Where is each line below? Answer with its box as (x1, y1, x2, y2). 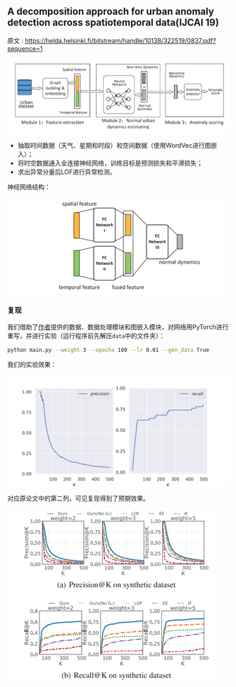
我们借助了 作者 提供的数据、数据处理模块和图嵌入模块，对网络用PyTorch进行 (7, 323, 229, 331)
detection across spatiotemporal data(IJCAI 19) (7, 17, 220, 29)
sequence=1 (7, 44, 43, 52)
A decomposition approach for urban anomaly (7, 6, 215, 18)
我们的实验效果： (7, 360, 57, 368)
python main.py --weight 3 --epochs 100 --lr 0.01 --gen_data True (7, 346, 210, 353)
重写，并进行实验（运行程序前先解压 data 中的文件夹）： (7, 331, 166, 340)
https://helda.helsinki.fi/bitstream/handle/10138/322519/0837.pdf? (24, 36, 216, 45)
